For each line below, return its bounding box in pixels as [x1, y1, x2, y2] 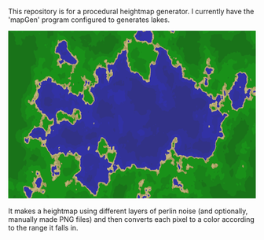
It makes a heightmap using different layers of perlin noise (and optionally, [8, 206, 248, 216]
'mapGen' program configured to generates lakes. [8, 15, 170, 24]
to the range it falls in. [8, 223, 79, 232]
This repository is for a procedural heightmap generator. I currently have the [8, 7, 255, 16]
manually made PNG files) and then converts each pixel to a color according [8, 215, 255, 223]
